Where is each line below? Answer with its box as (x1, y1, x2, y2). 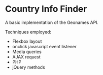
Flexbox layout (12, 38, 42, 44)
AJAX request (12, 54, 41, 59)
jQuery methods (12, 64, 45, 70)
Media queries (12, 49, 42, 55)
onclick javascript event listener (12, 43, 77, 49)
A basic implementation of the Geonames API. (5, 19, 99, 25)
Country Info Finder (5, 3, 87, 15)
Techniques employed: (5, 29, 52, 35)
